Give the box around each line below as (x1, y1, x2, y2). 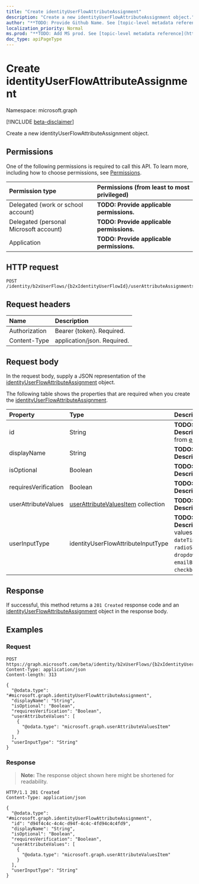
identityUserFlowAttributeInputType (69, 540, 169, 548)
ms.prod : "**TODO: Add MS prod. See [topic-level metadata (6, 31, 155, 37)
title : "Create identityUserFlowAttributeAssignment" (6, 8, 142, 15)
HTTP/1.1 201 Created (6, 789, 60, 796)
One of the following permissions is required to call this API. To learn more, (6, 163, 189, 170)
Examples (6, 625, 43, 635)
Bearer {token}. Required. (54, 327, 126, 335)
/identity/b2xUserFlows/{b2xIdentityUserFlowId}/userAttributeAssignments (6, 283, 195, 289)
